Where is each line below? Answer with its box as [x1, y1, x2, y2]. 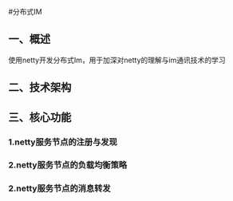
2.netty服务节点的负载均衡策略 [8, 160, 128, 171]
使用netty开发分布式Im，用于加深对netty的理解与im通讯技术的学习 [8, 55, 226, 65]
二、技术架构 [8, 81, 72, 94]
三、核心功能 [8, 110, 72, 124]
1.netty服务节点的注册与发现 [8, 136, 118, 148]
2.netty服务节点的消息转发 [8, 183, 111, 194]
